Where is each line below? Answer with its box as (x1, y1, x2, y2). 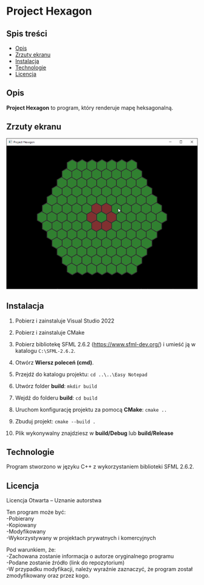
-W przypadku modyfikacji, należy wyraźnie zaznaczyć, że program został (6, 566, 193, 573)
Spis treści (6, 29, 47, 39)
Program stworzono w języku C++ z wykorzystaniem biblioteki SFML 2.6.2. (6, 463, 194, 470)
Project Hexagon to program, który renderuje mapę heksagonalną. (6, 104, 174, 111)
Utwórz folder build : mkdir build (15, 382, 97, 389)
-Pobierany (6, 515, 35, 522)
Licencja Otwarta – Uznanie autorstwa (6, 497, 102, 504)
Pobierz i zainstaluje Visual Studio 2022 (15, 317, 115, 324)
